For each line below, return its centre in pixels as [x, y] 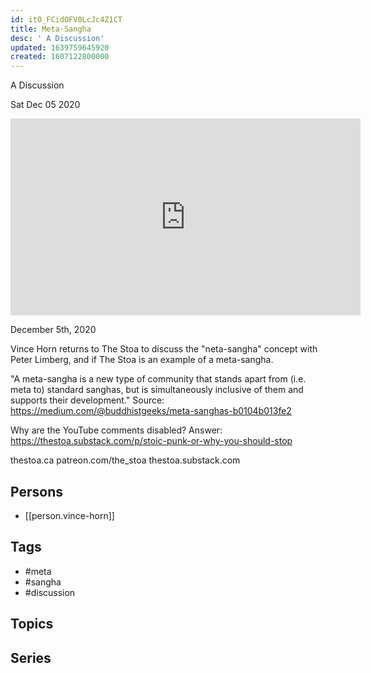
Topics [32, 624]
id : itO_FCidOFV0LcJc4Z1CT [66, 19]
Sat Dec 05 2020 [45, 105]
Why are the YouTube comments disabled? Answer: [116, 430]
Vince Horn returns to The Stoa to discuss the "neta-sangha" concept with [164, 349]
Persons [36, 491]
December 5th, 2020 [53, 330]
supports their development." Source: [87, 400]
